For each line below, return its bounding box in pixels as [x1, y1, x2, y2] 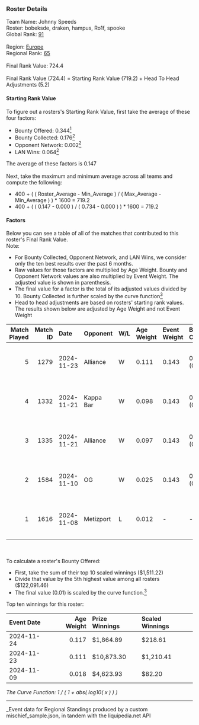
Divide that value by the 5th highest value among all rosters [14, 575, 160, 582]
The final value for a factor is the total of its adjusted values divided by [14, 285, 187, 292]
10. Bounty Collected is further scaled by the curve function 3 [14, 292, 163, 299]
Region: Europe [6, 43, 44, 50]
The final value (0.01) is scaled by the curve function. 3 [14, 587, 147, 596]
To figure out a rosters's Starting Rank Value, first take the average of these [6, 108, 191, 115]
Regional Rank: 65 [6, 50, 50, 57]
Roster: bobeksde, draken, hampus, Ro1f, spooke [6, 24, 126, 31]
